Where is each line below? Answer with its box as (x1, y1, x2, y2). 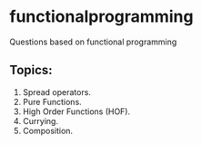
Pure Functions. (22, 96, 82, 107)
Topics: (9, 63, 53, 78)
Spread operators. (22, 86, 91, 97)
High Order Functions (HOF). (22, 106, 131, 117)
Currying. (22, 115, 59, 126)
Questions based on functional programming (9, 36, 177, 47)
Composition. (22, 125, 74, 136)
